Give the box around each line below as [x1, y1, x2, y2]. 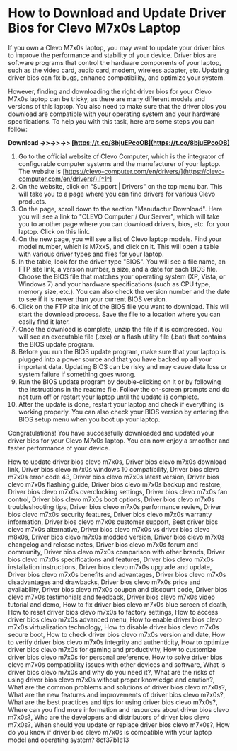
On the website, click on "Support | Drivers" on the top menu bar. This [18, 182, 223, 190]
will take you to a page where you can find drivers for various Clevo [18, 190, 216, 198]
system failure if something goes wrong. [18, 370, 137, 378]
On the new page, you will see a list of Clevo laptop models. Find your [18, 235, 222, 243]
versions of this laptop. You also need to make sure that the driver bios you [8, 102, 226, 110]
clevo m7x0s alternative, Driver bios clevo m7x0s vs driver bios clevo [8, 525, 210, 533]
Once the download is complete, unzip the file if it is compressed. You [18, 325, 222, 333]
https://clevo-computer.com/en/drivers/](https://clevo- [64, 167, 225, 175]
